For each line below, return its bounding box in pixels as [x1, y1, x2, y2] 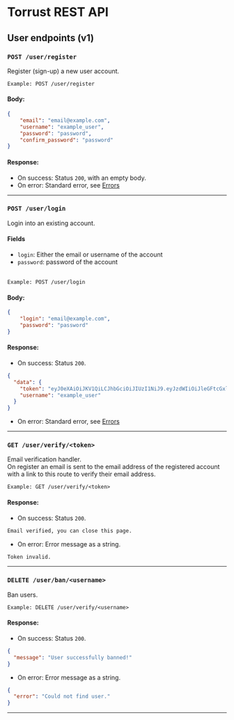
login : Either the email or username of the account [17, 250, 163, 259]
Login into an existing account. [7, 219, 95, 227]
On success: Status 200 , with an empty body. [17, 174, 146, 182]
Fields [7, 235, 26, 243]
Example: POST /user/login [7, 279, 86, 286]
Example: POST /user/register [7, 80, 95, 87]
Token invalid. [7, 553, 52, 560]
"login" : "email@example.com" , [19, 315, 111, 323]
